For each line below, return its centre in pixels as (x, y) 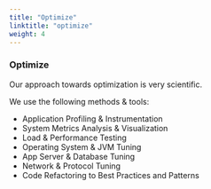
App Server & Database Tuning (78, 156)
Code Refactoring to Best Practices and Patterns (110, 175)
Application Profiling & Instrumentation (92, 118)
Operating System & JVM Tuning (82, 146)
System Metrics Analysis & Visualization (95, 128)
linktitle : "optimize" (51, 26)
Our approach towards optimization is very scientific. (105, 84)
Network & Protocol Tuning (71, 166)
